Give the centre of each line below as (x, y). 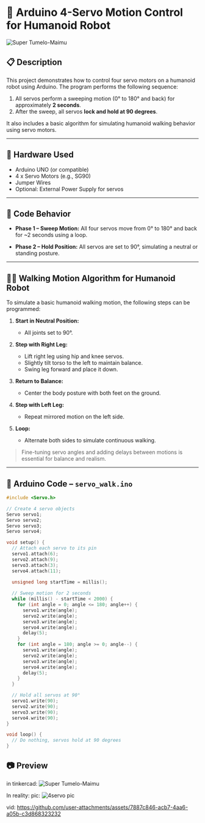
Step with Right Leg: (41, 345)
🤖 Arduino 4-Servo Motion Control (95, 13)
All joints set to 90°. (49, 333)
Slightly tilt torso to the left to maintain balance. (84, 363)
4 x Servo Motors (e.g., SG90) (53, 176)
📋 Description (34, 63)
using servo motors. (31, 130)
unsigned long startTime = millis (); (60, 582)
